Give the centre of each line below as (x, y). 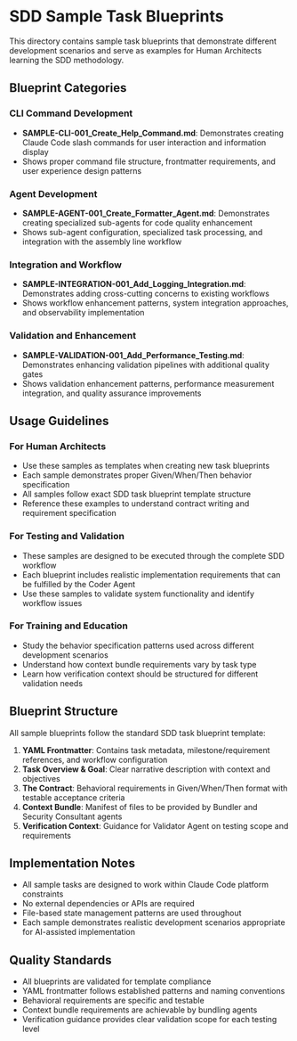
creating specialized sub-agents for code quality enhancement (137, 222)
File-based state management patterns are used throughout (132, 913)
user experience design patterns (82, 170)
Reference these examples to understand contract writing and (136, 504)
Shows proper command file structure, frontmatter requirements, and (148, 161)
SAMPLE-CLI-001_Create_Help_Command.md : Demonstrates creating (153, 133)
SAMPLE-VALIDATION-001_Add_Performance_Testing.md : (133, 355)
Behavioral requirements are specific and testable (113, 1001)
